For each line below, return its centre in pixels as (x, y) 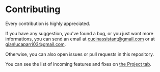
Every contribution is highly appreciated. (48, 23)
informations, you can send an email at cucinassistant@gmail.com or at (80, 39)
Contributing (33, 9)
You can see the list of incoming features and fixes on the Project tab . (78, 64)
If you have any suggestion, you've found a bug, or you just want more (79, 33)
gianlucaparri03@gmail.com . (36, 44)
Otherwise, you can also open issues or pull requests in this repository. (80, 54)
